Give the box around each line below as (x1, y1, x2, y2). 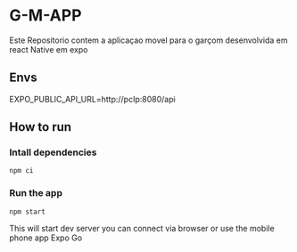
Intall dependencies (9, 146, 97, 159)
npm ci (9, 167, 34, 175)
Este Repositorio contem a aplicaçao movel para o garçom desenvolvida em (9, 35, 288, 45)
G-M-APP (9, 5, 82, 26)
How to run (9, 119, 72, 134)
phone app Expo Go (9, 232, 83, 243)
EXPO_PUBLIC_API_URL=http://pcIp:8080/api (9, 93, 176, 104)
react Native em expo (9, 44, 88, 54)
